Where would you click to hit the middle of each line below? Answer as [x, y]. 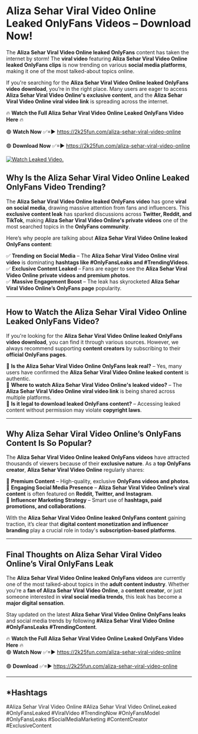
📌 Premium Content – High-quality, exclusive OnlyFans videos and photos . [98, 481]
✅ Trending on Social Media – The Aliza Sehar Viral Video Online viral [93, 256]
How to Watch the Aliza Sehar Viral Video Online [97, 312]
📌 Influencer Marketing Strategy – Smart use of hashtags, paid [84, 500]
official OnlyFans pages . [37, 354]
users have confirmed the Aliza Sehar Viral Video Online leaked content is [98, 372]
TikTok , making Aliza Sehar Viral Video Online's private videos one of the [97, 220]
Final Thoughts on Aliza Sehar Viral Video [84, 554]
